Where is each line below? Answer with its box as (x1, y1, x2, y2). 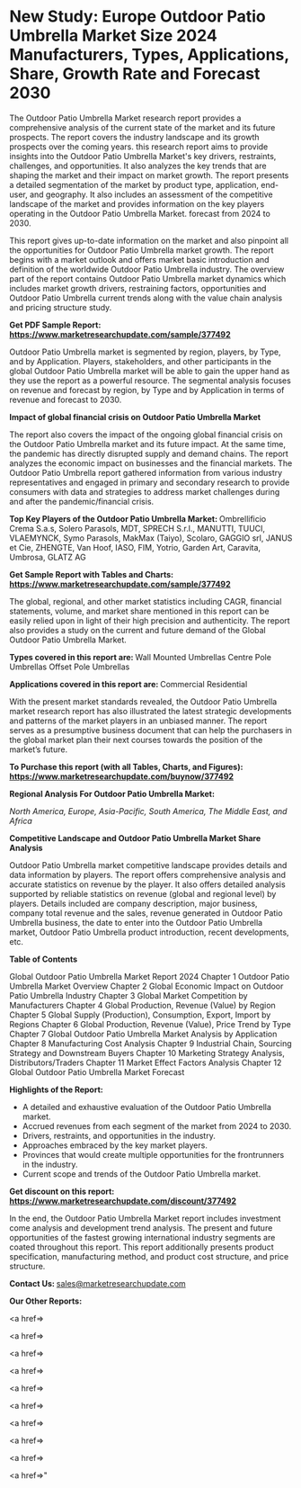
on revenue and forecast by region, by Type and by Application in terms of (9, 384, 285, 395)
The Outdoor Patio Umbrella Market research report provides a (9, 112, 242, 123)
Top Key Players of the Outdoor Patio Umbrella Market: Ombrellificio (9, 513, 267, 524)
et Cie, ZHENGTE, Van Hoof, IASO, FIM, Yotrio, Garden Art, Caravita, (9, 542, 261, 552)
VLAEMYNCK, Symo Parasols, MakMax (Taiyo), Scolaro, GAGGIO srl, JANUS (9, 533, 293, 543)
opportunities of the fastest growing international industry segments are (9, 1232, 276, 1242)
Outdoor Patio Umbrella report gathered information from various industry (9, 467, 283, 478)
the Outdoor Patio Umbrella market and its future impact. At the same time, (9, 438, 286, 449)
